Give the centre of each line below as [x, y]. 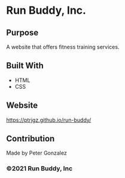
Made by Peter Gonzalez [36, 153]
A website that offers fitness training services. [63, 47]
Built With [25, 66]
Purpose [22, 33]
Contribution [31, 139]
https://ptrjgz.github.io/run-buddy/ [49, 120]
